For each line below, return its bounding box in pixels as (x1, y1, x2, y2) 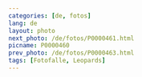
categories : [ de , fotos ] (8, 11, 91, 20)
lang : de (8, 19, 38, 27)
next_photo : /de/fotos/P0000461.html (8, 34, 135, 43)
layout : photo (8, 26, 56, 34)
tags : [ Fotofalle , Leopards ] (8, 57, 106, 65)
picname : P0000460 (8, 42, 70, 50)
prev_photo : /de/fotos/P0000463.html (8, 49, 135, 57)
